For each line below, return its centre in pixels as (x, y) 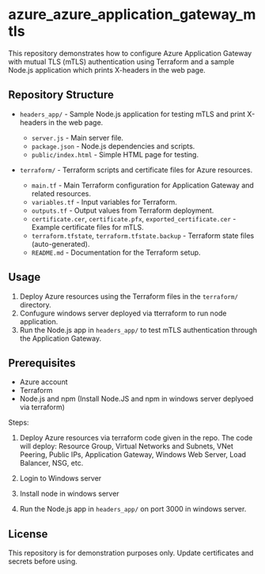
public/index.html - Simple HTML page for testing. (115, 154)
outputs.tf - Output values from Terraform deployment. (123, 210)
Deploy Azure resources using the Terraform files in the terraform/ (129, 296)
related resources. (61, 193)
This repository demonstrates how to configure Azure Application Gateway (130, 53)
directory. (35, 304)
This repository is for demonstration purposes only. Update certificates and (131, 553)
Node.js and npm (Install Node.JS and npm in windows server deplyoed (136, 399)
